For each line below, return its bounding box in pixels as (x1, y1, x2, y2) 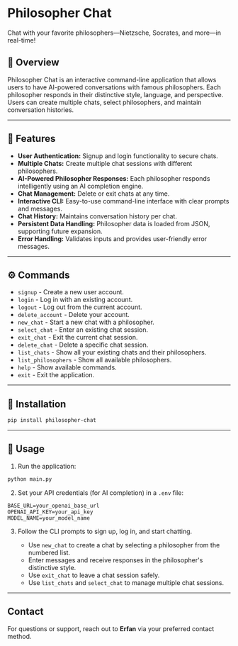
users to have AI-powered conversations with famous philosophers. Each (7, 83, 221, 91)
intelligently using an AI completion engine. (17, 182, 144, 190)
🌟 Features (7, 133, 56, 145)
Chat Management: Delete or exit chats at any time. (17, 189, 170, 198)
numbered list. (28, 548, 71, 557)
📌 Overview (7, 57, 59, 69)
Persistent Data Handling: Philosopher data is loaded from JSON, (17, 219, 210, 228)
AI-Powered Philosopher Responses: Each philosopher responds (17, 174, 210, 182)
